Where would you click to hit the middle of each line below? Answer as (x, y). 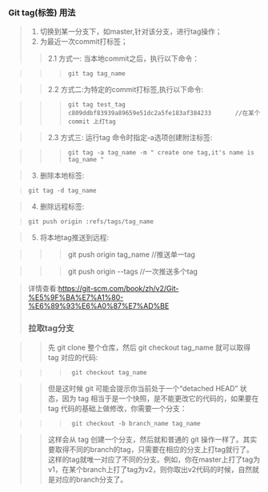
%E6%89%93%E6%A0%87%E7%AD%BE (98, 306)
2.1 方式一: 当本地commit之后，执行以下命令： (124, 58)
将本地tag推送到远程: (74, 238)
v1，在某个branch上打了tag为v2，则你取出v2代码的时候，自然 (150, 469)
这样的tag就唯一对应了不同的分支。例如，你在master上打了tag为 (154, 459)
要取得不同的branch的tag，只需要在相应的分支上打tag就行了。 (151, 449)
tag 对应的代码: (73, 357)
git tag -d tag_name (62, 191)
